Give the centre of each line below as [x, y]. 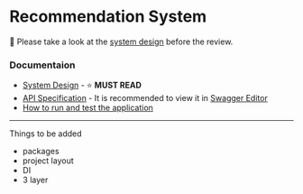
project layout [48, 161]
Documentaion [42, 65]
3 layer [35, 180]
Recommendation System [108, 17]
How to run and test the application [87, 108]
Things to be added [46, 134]
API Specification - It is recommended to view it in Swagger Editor [145, 98]
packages [41, 152]
